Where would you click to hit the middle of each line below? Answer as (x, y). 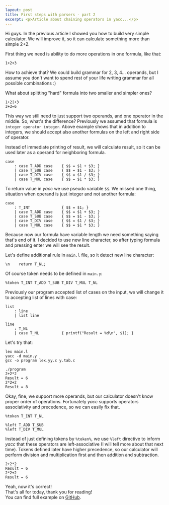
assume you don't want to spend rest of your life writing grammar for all (80, 78)
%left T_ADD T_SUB (24, 425)
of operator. (18, 137)
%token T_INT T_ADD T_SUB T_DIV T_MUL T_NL (52, 283)
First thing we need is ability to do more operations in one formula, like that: (83, 54)
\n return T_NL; (26, 264)
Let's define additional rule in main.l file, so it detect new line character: (80, 255)
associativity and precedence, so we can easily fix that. (63, 407)
